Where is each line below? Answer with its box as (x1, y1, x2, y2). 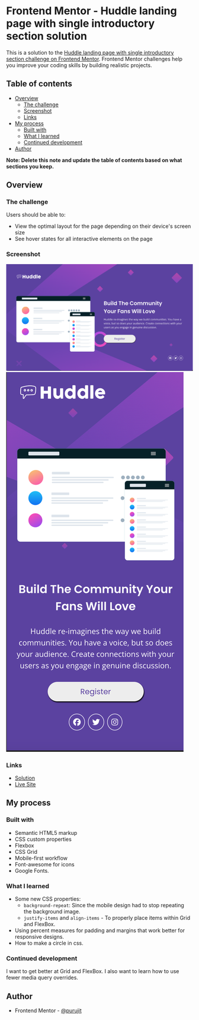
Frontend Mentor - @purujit (14, 1007, 82, 1014)
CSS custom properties (14, 835, 72, 843)
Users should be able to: (6, 211, 66, 218)
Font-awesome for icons (14, 860, 75, 868)
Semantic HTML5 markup (14, 829, 78, 836)
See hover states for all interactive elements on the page (14, 236, 153, 243)
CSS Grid (14, 848, 37, 855)
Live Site (14, 780, 36, 787)
